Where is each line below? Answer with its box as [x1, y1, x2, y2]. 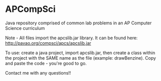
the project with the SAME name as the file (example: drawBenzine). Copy [5, 55, 156, 61]
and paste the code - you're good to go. [5, 60, 87, 66]
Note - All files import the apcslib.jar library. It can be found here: [5, 35, 138, 41]
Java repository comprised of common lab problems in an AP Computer [5, 20, 152, 26]
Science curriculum [5, 25, 45, 31]
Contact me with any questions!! [5, 70, 71, 76]
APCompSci [5, 3, 56, 15]
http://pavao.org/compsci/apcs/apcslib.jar [5, 40, 92, 46]
